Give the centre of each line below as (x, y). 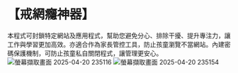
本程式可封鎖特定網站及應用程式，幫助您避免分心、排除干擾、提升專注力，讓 (119, 35)
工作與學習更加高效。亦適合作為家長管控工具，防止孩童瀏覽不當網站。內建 (116, 44)
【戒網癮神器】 (51, 15)
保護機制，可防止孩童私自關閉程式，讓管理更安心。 (88, 53)
